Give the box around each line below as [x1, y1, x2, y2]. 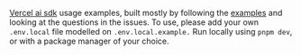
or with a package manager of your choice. [9, 35, 169, 46]
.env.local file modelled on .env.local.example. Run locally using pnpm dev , [9, 27, 293, 36]
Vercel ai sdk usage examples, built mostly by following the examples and [9, 8, 283, 18]
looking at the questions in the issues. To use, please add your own [9, 17, 260, 27]
